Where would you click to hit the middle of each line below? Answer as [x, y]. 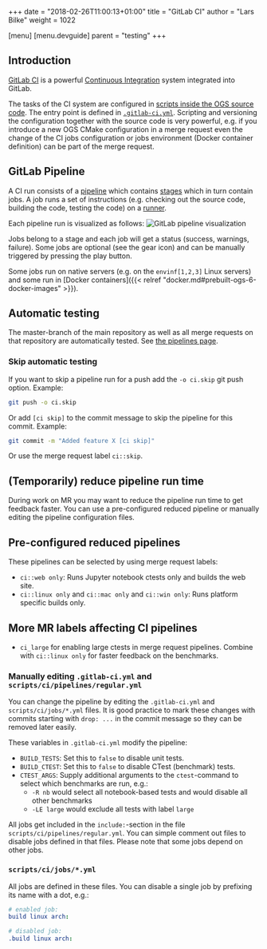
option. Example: [36, 388]
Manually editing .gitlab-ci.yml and [80, 676]
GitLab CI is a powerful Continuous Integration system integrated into [122, 80]
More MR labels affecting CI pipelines [103, 628]
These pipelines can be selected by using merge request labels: [113, 562]
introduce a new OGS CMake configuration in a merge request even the [126, 129]
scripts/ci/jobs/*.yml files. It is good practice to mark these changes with [132, 710]
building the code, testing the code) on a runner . [88, 208]
